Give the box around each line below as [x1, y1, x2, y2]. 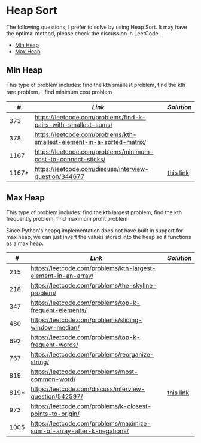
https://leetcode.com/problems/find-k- [34, 113, 147, 121]
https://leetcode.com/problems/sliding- [31, 316, 142, 324]
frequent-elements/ [31, 306, 87, 314]
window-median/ [31, 323, 80, 331]
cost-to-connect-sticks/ [34, 155, 106, 163]
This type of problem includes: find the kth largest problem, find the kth [6, 208, 182, 216]
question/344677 [34, 172, 85, 181]
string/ [31, 358, 50, 366]
